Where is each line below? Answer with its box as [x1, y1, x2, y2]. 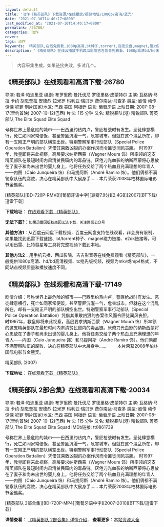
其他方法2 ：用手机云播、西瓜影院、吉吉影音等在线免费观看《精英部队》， [5, 252, 151, 258]
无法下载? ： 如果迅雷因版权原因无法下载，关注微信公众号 [5, 219, 105, 225]
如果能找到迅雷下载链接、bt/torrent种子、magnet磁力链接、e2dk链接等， [5, 236, 152, 241]
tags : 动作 [5, 39, 26, 44]
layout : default [5, 7, 38, 12]
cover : [5, 35, 19, 40]
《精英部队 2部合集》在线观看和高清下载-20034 [5, 385, 150, 394]
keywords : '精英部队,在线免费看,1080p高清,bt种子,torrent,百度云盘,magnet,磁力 [5, 44, 157, 48]
